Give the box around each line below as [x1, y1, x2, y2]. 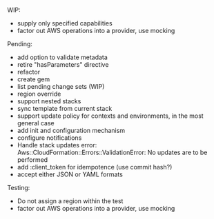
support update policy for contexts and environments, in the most [17, 112, 204, 120]
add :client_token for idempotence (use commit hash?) [17, 163, 173, 171]
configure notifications [17, 134, 82, 142]
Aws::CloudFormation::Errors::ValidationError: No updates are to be [17, 148, 208, 156]
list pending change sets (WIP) [17, 83, 105, 90]
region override [17, 90, 61, 98]
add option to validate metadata [17, 53, 108, 61]
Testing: [7, 184, 30, 191]
